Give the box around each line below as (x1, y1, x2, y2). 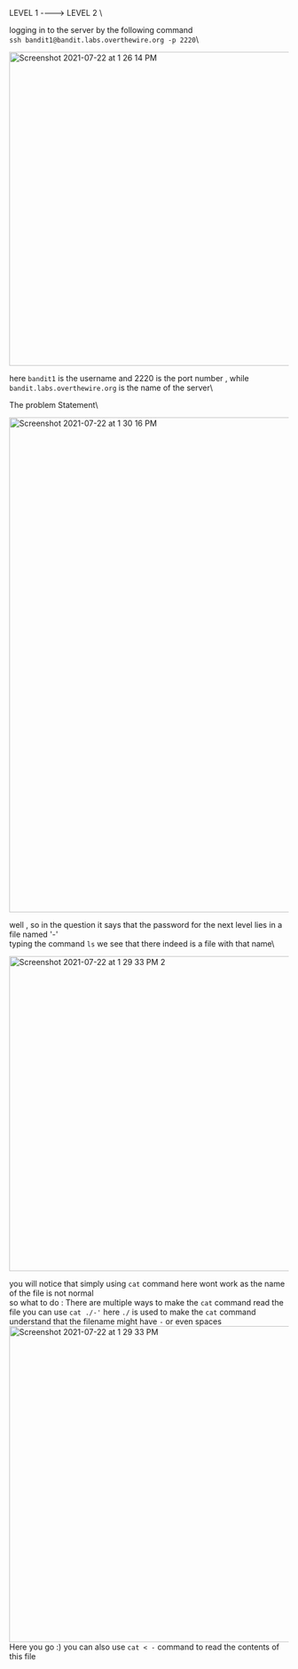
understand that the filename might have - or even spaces (9, 1316, 222, 1327)
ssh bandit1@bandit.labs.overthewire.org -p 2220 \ (9, 35, 200, 44)
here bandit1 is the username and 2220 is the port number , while (9, 373, 250, 383)
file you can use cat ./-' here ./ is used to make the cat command (9, 1306, 256, 1317)
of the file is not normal (9, 1288, 95, 1298)
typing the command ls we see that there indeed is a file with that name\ (9, 938, 275, 949)
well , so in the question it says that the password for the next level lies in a (9, 920, 283, 930)
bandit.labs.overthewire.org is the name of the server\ (9, 382, 213, 393)
